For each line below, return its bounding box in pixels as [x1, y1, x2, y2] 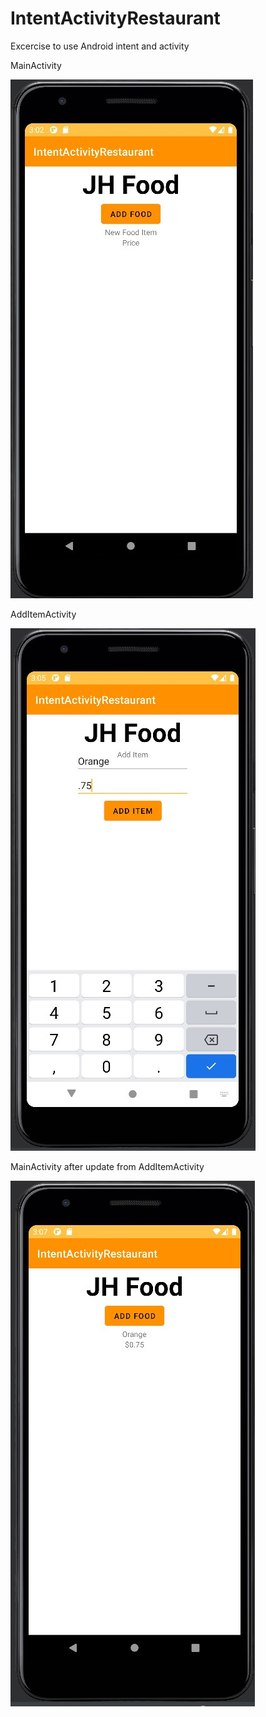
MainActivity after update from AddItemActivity [10, 1160, 205, 1172]
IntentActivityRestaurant [10, 7, 221, 30]
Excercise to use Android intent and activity [10, 40, 190, 52]
